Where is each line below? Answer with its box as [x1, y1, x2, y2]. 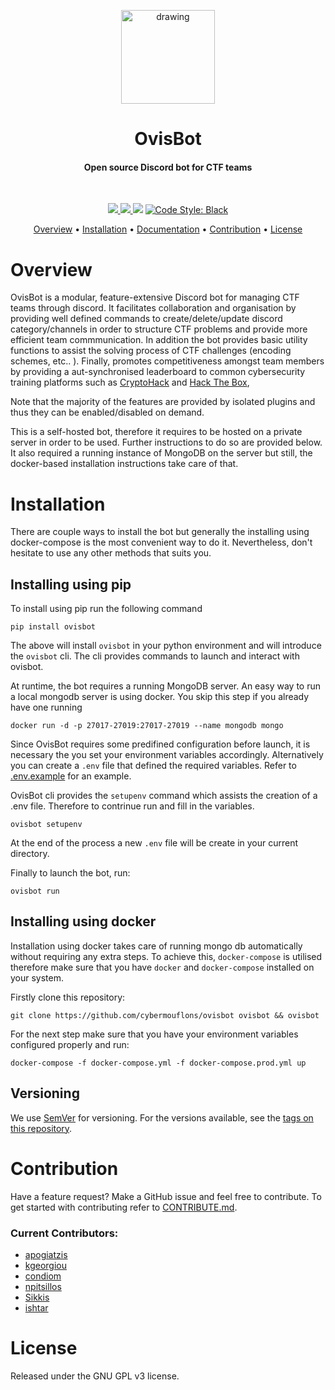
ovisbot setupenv [10, 820, 83, 830]
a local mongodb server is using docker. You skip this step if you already [10, 691, 310, 703]
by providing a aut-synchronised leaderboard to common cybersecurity [10, 366, 306, 378]
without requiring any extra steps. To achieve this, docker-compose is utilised [10, 950, 323, 962]
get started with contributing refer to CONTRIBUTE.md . [10, 1201, 238, 1213]
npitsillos [24, 1280, 62, 1292]
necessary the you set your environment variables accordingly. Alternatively [10, 749, 324, 761]
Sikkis [24, 1291, 50, 1303]
